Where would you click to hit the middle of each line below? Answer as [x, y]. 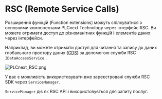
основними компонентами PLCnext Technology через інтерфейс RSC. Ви [81, 27]
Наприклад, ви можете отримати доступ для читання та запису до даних [81, 47]
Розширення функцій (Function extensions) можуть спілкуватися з [73, 22]
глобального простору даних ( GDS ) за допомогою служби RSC [71, 53]
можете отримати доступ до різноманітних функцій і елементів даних [78, 33]
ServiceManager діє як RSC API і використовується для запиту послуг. [77, 91]
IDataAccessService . [26, 58]
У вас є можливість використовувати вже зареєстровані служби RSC [77, 77]
